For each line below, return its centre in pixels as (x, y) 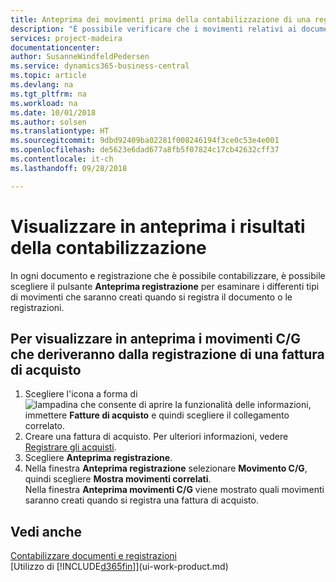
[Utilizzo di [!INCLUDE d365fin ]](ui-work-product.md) (119, 567)
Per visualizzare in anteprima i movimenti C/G (155, 338)
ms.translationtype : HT (60, 131)
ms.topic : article (48, 76)
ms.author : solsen (48, 122)
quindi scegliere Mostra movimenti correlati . (118, 479)
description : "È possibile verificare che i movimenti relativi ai (154, 29)
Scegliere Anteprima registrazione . (98, 458)
